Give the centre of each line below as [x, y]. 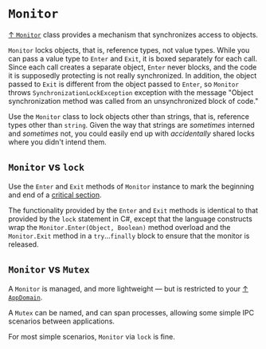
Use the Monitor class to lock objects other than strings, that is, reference [129, 116]
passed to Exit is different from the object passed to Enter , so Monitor [123, 84]
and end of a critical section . [55, 195]
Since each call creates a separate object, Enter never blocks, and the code [133, 67]
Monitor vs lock [47, 167]
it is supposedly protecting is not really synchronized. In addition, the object [133, 75]
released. [23, 244]
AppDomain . [25, 297]
